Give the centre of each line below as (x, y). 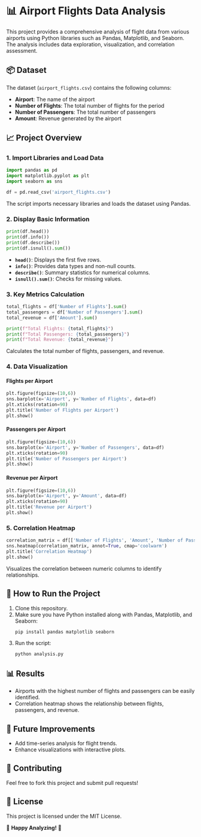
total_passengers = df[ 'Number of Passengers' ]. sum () (75, 312)
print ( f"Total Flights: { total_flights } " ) (60, 328)
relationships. (23, 575)
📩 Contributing (34, 768)
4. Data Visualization (37, 367)
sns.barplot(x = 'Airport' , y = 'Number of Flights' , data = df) (81, 399)
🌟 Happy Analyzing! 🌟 (34, 827)
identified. (27, 698)
